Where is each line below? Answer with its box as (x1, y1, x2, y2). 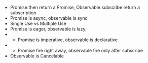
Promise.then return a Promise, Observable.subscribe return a (10, 5, 140, 10)
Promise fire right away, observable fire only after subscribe (17, 48, 143, 53)
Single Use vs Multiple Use (10, 20, 67, 26)
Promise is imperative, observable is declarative (17, 37, 118, 43)
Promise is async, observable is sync (10, 15, 88, 21)
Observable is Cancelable (10, 53, 64, 59)
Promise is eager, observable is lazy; (10, 26, 87, 32)
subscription (10, 10, 36, 16)
